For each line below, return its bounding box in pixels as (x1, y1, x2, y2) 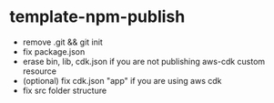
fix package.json (22, 46, 86, 57)
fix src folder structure (22, 85, 107, 96)
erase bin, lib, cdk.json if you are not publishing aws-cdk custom (22, 56, 266, 67)
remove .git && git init (22, 36, 103, 47)
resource (22, 66, 57, 77)
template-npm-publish (9, 6, 186, 27)
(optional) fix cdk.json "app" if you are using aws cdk (22, 75, 222, 86)
